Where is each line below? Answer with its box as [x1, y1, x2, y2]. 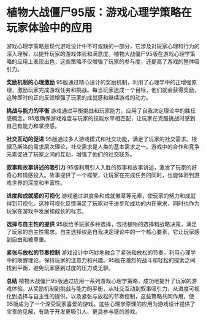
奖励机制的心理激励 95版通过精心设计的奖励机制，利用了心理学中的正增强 [6, 78, 192, 86]
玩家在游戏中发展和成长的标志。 [6, 207, 87, 215]
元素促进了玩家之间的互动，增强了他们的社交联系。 [6, 150, 135, 158]
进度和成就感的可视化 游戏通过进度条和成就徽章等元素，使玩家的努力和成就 [6, 191, 196, 199]
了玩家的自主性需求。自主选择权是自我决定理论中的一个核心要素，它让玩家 [6, 228, 194, 235]
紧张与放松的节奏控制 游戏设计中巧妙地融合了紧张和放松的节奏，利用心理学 [6, 249, 196, 256]
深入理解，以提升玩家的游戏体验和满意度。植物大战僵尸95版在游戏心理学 [6, 50, 190, 57]
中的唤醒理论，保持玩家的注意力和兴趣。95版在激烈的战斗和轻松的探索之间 [6, 256, 196, 264]
